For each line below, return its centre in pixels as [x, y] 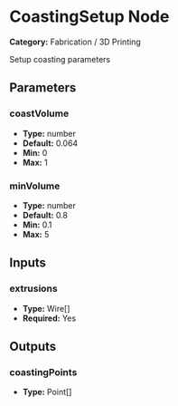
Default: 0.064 [50, 143]
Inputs [28, 263]
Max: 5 [36, 234]
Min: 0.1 [37, 225]
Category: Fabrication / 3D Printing [75, 42]
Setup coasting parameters [60, 59]
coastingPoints [43, 372]
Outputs [33, 347]
